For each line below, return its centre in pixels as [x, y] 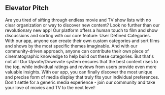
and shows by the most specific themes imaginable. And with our [71, 46]
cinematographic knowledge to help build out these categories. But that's [80, 56]
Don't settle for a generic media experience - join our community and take [80, 82]
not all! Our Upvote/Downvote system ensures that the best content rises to [82, 61]
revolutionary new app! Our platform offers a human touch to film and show [82, 30]
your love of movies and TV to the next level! [50, 87]
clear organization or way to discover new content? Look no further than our [82, 25]
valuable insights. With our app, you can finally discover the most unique [79, 72]
